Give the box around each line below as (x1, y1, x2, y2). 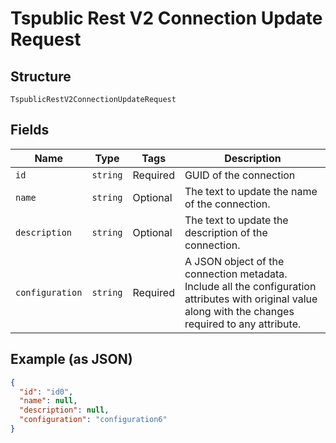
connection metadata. (184, 267, 288, 281)
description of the (184, 225, 268, 239)
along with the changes (184, 304, 295, 318)
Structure (10, 68, 72, 85)
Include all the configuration (184, 279, 317, 293)
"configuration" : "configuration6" (19, 415, 168, 425)
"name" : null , (19, 396, 78, 406)
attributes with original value (184, 292, 318, 306)
